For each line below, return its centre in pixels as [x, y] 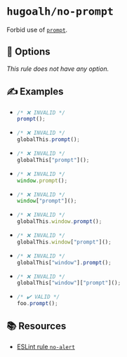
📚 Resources [36, 326]
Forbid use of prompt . [37, 29]
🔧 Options [28, 52]
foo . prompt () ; [37, 304]
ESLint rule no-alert [46, 346]
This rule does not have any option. [58, 69]
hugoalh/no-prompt [60, 12]
